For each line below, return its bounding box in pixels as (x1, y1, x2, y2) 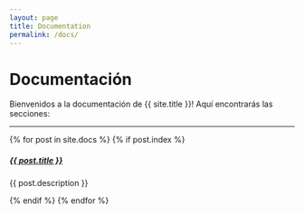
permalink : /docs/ (9, 30, 79, 39)
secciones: (9, 108, 51, 119)
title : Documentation (9, 22, 91, 31)
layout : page (9, 13, 59, 23)
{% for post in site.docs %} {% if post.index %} (9, 135, 185, 145)
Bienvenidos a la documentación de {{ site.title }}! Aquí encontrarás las (9, 98, 273, 109)
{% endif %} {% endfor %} (9, 195, 109, 206)
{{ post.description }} (9, 178, 89, 189)
